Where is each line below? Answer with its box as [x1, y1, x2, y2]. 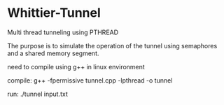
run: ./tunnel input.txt [7, 90, 68, 98]
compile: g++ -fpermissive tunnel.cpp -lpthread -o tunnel [7, 76, 173, 85]
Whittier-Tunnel [7, 5, 101, 21]
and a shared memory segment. [7, 49, 99, 57]
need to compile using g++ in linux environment [7, 62, 145, 71]
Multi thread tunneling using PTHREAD [7, 28, 119, 36]
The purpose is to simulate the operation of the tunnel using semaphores [7, 41, 218, 50]
